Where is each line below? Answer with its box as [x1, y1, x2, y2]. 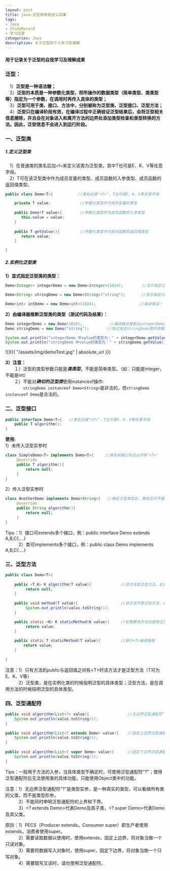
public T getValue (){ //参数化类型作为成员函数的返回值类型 [14, 229, 149, 234]
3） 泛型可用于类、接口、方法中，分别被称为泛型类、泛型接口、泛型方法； [9, 102, 163, 108]
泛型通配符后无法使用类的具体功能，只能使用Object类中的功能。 [5, 775, 139, 781]
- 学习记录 [5, 31, 25, 36]
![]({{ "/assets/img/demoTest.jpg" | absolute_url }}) [5, 349, 111, 355]
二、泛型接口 [5, 405, 37, 412]
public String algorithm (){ [16, 506, 76, 511]
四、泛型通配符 [5, 700, 42, 707]
